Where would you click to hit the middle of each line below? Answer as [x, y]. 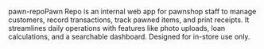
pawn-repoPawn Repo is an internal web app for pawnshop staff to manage [132, 11]
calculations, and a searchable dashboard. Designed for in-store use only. [129, 36]
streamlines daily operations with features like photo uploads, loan [117, 28]
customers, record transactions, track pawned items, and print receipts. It [129, 20]
